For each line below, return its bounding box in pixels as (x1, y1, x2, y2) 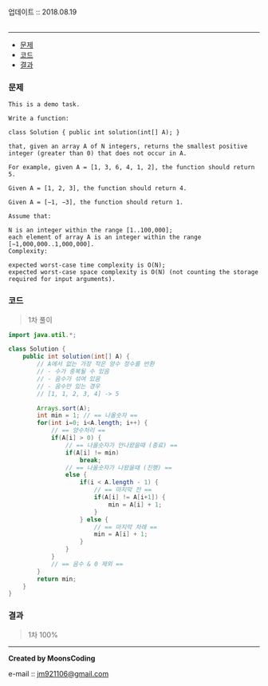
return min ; (37, 575, 77, 583)
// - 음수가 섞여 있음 (37, 375, 100, 383)
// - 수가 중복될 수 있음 (37, 367, 110, 376)
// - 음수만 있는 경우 (37, 382, 100, 391)
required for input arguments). (8, 276, 116, 284)
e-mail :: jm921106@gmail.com (8, 668, 109, 678)
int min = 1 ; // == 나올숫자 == (37, 411, 138, 420)
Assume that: (8, 212, 52, 220)
